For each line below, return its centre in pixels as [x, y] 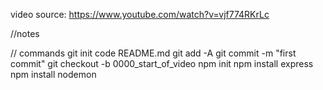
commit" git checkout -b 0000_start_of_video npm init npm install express [162, 63]
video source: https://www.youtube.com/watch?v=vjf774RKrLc [140, 14]
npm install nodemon [53, 74]
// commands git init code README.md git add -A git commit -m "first [153, 53]
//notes [25, 33]
